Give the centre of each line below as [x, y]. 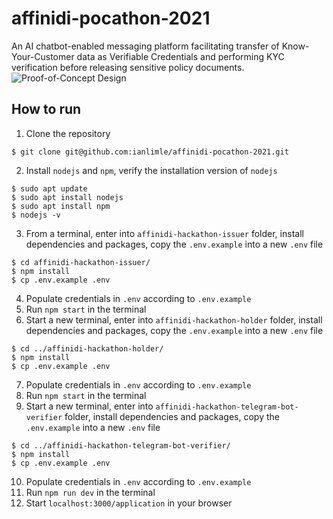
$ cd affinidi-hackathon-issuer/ [81, 262]
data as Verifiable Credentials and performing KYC [180, 56]
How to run [46, 109]
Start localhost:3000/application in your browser [129, 503]
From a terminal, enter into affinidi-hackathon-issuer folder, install [164, 233]
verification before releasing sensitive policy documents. [128, 67]
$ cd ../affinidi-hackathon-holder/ [87, 348]
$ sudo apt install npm [61, 206]
